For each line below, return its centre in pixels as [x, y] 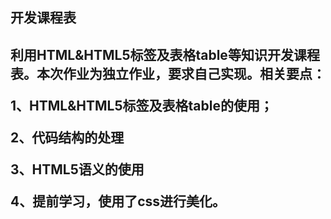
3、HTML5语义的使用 [77, 169]
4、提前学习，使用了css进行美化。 [118, 201]
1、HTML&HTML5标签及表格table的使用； [141, 105]
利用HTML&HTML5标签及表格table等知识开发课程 [165, 54]
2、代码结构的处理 [67, 137]
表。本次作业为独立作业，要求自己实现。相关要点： [168, 73]
